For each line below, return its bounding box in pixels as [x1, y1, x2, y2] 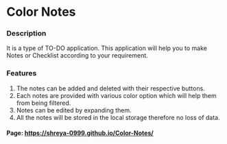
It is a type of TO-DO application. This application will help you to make [6, 44, 207, 52]
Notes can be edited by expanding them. [16, 106, 132, 114]
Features [6, 69, 37, 78]
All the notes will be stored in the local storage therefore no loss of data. [16, 113, 220, 121]
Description [6, 29, 47, 38]
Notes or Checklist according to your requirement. [6, 51, 148, 60]
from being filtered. [16, 99, 71, 107]
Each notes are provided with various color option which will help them [16, 91, 217, 99]
